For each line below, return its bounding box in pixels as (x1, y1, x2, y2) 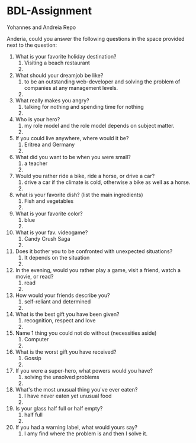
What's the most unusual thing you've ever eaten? (15, 386, 138, 393)
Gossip (24, 354, 42, 361)
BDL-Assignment (7, 4, 92, 18)
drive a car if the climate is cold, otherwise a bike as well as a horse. (24, 179, 191, 186)
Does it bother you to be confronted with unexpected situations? (15, 247, 173, 255)
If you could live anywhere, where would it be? (15, 134, 129, 141)
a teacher (24, 160, 48, 167)
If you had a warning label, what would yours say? (15, 423, 138, 431)
